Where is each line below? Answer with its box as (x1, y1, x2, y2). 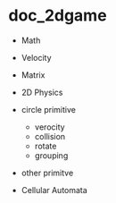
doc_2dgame (8, 5, 108, 26)
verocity (34, 122, 65, 132)
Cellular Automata (21, 184, 88, 195)
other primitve (21, 167, 74, 178)
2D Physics (21, 87, 63, 97)
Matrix (21, 69, 46, 80)
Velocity (21, 52, 52, 63)
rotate (34, 140, 57, 151)
